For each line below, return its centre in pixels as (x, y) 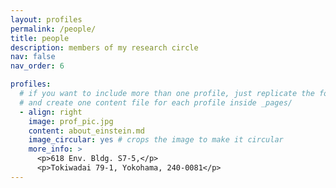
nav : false (33, 57)
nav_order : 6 (37, 66)
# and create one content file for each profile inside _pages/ (156, 102)
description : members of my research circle (104, 47)
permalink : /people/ (53, 29)
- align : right (51, 112)
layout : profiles (46, 19)
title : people (40, 38)
